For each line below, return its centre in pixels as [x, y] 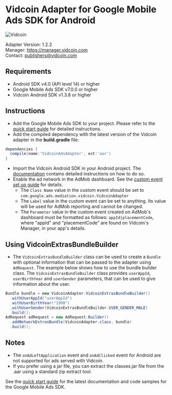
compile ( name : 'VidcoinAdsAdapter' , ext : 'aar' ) [61, 154]
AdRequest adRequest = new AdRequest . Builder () [57, 317]
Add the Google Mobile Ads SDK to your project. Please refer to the [84, 123]
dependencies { [22, 149]
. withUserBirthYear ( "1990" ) [40, 303]
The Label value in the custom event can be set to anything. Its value [93, 201]
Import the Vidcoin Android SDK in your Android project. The [77, 168]
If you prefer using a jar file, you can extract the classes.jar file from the [88, 366]
